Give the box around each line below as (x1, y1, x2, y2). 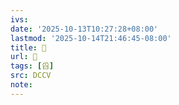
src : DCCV (10, 71, 52, 81)
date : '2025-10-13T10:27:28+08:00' (10, 24, 159, 34)
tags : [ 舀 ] (10, 61, 55, 71)
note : (10, 80, 33, 90)
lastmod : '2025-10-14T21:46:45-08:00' (10, 33, 172, 43)
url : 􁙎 (10, 52, 38, 62)
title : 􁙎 (10, 42, 47, 53)
